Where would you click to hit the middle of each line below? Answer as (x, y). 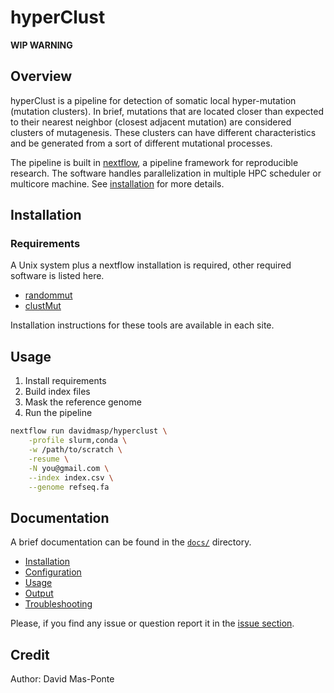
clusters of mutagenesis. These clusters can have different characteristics (163, 132)
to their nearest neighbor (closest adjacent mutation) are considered (151, 122)
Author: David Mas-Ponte (62, 679)
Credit (30, 654)
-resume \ (49, 459)
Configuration (53, 572)
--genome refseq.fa (69, 487)
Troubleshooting (58, 604)
